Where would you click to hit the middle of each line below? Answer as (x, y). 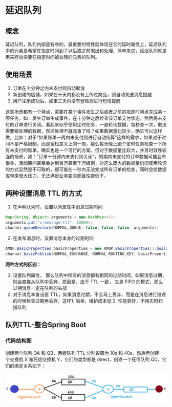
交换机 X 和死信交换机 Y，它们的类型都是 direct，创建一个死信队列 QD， (86, 359)
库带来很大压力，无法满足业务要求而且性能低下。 (57, 176)
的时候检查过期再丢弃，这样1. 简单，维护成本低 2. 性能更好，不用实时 (85, 301)
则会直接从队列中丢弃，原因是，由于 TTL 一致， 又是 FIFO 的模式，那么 (88, 282)
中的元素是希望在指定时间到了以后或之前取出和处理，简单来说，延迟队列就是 (86, 51)
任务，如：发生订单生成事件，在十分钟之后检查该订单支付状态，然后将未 (86, 118)
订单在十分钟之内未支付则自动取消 (49, 88)
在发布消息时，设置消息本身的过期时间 (53, 238)
